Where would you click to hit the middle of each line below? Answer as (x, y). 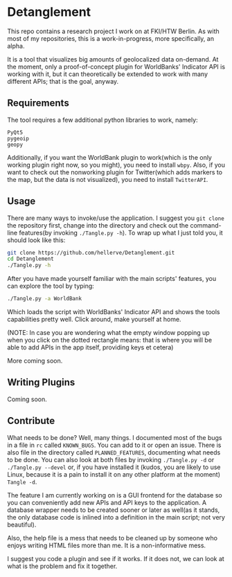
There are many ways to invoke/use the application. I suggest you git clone (116, 218)
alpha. (16, 46)
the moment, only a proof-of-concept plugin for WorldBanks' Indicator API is (116, 66)
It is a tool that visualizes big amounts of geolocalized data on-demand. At (113, 59)
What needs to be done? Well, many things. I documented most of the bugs (115, 437)
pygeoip (18, 138)
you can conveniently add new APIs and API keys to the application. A (107, 502)
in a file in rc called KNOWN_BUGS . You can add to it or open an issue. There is (114, 445)
